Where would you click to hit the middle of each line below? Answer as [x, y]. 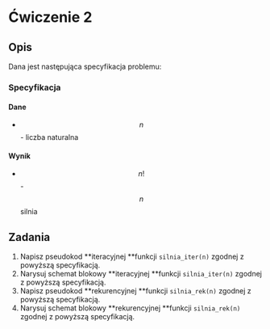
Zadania [29, 237]
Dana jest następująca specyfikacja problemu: [85, 66]
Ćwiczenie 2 [50, 17]
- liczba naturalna [49, 137]
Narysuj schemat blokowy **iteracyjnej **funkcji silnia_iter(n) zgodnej [141, 274]
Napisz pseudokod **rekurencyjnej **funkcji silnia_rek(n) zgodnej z [135, 291]
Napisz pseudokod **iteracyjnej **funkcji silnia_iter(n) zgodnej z [132, 257]
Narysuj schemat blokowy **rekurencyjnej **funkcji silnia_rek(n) [130, 308]
